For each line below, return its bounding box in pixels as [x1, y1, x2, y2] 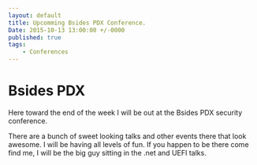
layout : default [8, 11, 61, 20]
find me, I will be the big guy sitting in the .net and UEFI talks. [8, 148, 207, 157]
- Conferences [22, 48, 69, 56]
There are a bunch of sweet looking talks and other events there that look [8, 131, 247, 141]
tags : [8, 41, 26, 49]
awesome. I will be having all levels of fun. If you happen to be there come [8, 139, 250, 149]
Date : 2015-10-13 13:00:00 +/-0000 [8, 26, 125, 34]
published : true [8, 33, 61, 42]
